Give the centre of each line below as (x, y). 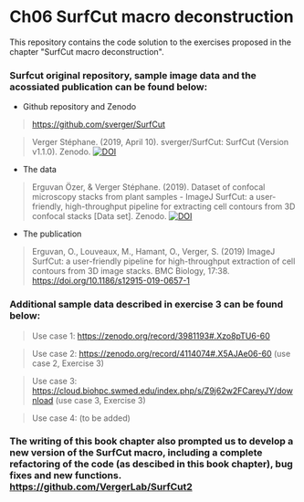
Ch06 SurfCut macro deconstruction (152, 17)
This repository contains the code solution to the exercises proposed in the (151, 42)
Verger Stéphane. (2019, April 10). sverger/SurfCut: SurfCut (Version (160, 142)
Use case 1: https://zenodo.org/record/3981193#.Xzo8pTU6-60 (151, 336)
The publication (52, 234)
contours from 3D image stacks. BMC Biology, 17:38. (131, 271)
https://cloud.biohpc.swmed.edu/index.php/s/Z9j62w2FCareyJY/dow (162, 391)
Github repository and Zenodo (79, 107)
